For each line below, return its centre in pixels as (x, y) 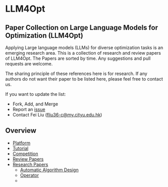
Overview (21, 130)
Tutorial (20, 148)
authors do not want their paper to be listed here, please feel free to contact (84, 79)
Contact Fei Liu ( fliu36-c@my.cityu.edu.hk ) (57, 115)
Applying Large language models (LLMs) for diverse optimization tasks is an (84, 48)
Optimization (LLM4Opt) (44, 35)
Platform (21, 143)
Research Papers (30, 164)
